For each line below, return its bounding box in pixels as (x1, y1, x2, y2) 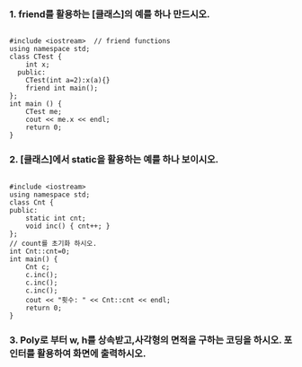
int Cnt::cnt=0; (9, 247, 70, 256)
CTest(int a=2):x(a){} (25, 76, 111, 85)
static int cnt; (25, 214, 87, 223)
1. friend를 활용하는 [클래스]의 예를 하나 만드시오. (9, 7, 210, 20)
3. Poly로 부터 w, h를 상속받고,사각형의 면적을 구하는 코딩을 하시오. (9, 334, 282, 346)
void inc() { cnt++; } (25, 222, 111, 231)
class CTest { (9, 52, 63, 62)
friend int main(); (25, 83, 99, 93)
